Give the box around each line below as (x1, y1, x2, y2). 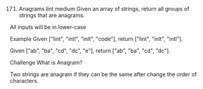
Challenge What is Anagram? (10, 59, 83, 66)
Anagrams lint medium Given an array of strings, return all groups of (18, 5, 190, 12)
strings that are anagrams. (18, 12, 85, 19)
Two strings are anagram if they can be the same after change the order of (10, 71, 197, 78)
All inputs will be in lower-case (10, 24, 87, 30)
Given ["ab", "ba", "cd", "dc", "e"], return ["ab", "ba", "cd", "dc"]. (10, 47, 171, 54)
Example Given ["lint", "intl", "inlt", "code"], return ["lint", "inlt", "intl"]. (10, 35, 183, 42)
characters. (10, 77, 39, 84)
